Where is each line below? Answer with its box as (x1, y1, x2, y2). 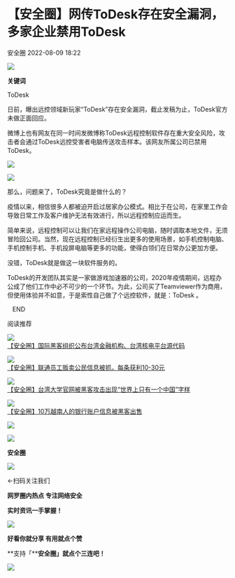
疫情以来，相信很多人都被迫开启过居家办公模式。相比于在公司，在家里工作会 (7, 202, 228, 210)
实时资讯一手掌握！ (7, 506, 63, 514)
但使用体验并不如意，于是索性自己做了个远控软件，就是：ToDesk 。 (7, 290, 203, 299)
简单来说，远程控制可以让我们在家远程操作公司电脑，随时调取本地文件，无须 (7, 226, 228, 234)
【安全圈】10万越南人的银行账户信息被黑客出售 (7, 407, 143, 415)
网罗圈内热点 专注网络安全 (7, 491, 83, 499)
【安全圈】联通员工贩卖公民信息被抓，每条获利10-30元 (7, 363, 166, 372)
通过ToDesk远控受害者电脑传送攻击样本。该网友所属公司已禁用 (25, 137, 207, 146)
